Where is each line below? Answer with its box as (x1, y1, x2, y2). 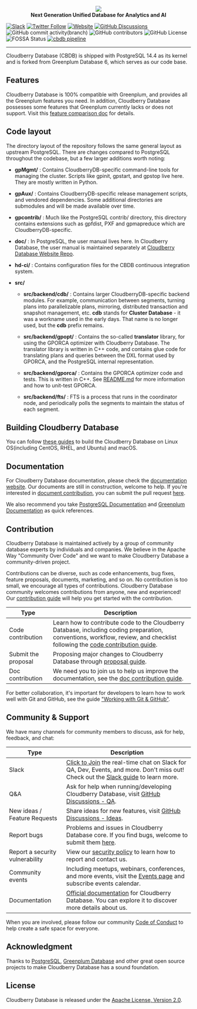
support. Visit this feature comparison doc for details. (6, 109, 135, 117)
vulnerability (9, 855, 43, 863)
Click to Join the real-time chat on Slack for (66, 758, 186, 766)
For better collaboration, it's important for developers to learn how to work (6, 690, 186, 697)
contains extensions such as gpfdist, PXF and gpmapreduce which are (14, 220, 186, 227)
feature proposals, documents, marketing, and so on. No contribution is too (6, 576, 188, 583)
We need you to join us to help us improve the (52, 667, 179, 675)
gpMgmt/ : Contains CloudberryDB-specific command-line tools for (14, 166, 179, 173)
